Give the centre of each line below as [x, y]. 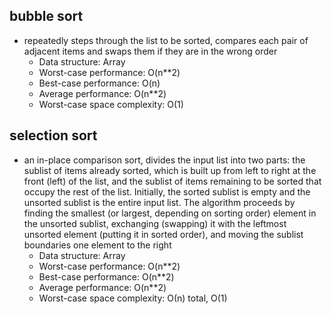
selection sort [53, 135]
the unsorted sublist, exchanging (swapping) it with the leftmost [155, 223]
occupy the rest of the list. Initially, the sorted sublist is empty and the [167, 191]
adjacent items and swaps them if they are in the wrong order [150, 51]
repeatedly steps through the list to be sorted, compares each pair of [166, 40]
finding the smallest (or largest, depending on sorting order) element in [170, 213]
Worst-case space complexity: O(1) [111, 104]
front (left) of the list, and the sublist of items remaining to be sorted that [172, 181]
